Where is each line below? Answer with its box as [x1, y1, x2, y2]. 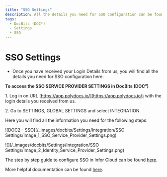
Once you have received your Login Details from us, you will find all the [12, 68, 158, 74]
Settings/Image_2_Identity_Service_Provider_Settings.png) [5, 147, 125, 153]
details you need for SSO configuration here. [12, 73, 104, 80]
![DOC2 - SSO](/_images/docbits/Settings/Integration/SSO [5, 127, 125, 133]
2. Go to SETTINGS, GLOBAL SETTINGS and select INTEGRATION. [5, 107, 141, 113]
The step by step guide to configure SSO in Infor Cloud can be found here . [5, 157, 158, 163]
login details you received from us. [5, 98, 76, 104]
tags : [5, 16, 16, 21]
